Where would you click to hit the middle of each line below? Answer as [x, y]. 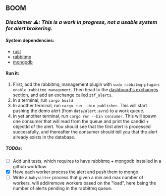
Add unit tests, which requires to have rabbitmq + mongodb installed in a [87, 161]
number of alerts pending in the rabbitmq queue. [62, 188]
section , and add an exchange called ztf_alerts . [63, 95]
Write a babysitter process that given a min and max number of [78, 177]
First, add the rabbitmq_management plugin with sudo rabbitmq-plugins [86, 84]
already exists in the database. [44, 137]
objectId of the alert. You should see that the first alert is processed [82, 127]
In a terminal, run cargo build [43, 100]
